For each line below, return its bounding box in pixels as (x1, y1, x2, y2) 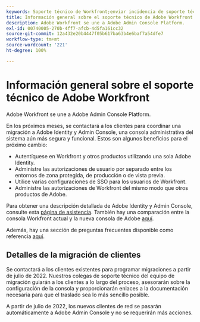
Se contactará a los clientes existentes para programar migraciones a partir (6, 265, 191, 273)
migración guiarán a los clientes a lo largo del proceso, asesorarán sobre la (6, 278, 190, 286)
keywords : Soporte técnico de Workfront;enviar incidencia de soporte (6, 8, 185, 15)
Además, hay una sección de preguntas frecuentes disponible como (6, 226, 174, 233)
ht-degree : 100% (6, 48, 46, 54)
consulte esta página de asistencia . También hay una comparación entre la (6, 208, 190, 215)
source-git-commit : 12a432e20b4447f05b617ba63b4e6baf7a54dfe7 (6, 31, 164, 37)
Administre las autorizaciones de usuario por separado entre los (14, 165, 173, 173)
